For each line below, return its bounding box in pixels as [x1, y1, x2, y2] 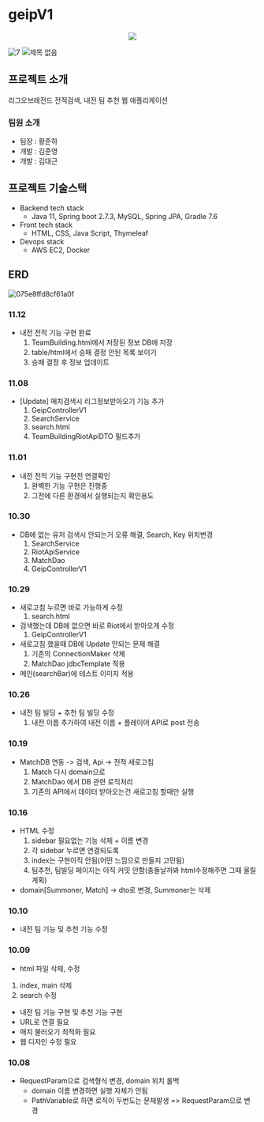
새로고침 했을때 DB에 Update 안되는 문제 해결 [19, 639, 160, 649]
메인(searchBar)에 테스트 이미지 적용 [19, 669, 134, 678]
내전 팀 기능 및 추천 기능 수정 [19, 924, 108, 934]
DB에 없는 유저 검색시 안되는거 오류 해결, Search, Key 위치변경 [19, 530, 214, 539]
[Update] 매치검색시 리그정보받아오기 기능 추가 [19, 397, 165, 406]
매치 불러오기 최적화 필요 [19, 1026, 96, 1037]
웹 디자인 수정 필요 [19, 1037, 77, 1046]
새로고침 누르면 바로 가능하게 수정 [19, 603, 124, 612]
